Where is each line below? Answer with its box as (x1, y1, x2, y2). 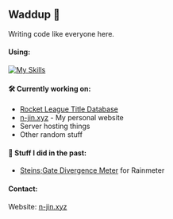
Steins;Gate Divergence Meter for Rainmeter (19, 166, 165, 175)
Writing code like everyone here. (8, 29, 115, 38)
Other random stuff (19, 130, 83, 139)
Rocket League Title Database (19, 104, 119, 114)
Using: (8, 47, 31, 57)
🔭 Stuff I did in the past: (8, 148, 87, 158)
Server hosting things (19, 121, 90, 131)
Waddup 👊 (8, 8, 61, 22)
